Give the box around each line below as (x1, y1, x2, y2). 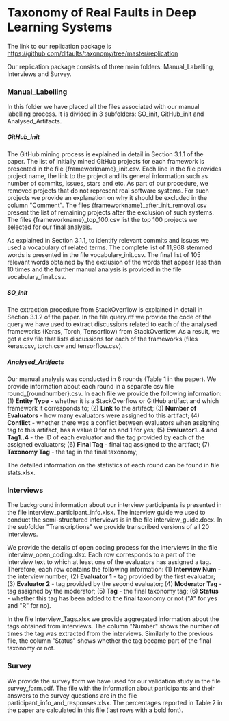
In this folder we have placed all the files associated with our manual (7, 103, 200, 111)
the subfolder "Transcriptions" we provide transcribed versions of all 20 (7, 523, 210, 531)
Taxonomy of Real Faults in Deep (7, 5, 197, 21)
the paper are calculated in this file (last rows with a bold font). (7, 706, 183, 714)
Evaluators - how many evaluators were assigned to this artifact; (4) (7, 411, 200, 419)
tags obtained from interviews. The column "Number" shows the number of (7, 622, 220, 631)
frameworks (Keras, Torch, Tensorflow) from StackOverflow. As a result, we (7, 328, 220, 336)
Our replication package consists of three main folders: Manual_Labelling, (7, 62, 215, 71)
